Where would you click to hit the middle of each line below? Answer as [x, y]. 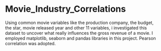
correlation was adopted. [31, 43]
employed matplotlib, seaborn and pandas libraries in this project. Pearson [80, 38]
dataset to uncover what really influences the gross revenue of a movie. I [79, 33]
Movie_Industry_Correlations [65, 9]
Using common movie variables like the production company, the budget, [79, 23]
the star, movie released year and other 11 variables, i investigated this [76, 27]
